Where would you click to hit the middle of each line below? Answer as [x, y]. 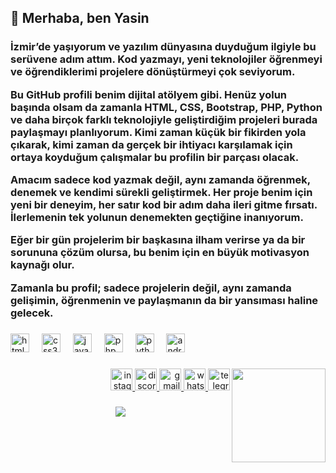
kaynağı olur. [42, 265]
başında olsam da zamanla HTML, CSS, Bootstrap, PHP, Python [166, 107]
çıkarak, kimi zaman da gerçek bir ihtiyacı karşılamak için [151, 144]
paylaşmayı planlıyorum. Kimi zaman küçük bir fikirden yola [158, 132]
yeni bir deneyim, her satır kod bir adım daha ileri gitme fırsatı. [164, 205]
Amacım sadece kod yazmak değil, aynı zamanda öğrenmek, [160, 180]
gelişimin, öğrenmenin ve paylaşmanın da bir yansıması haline [164, 300]
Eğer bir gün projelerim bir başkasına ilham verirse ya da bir [158, 240]
